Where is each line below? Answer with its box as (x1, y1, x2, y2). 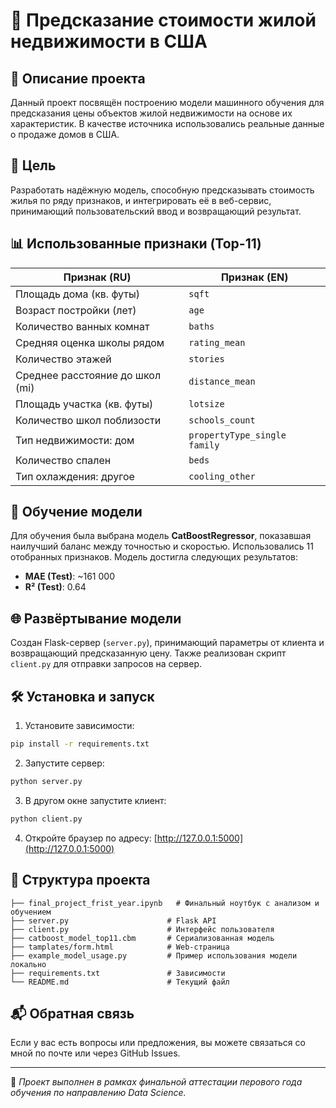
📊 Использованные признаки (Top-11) (10, 235, 262, 253)
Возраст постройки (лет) (15, 303, 137, 317)
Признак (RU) (63, 270, 132, 284)
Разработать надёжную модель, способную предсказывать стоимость (10, 184, 315, 196)
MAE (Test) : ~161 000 (24, 570, 115, 583)
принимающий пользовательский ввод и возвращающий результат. (10, 205, 302, 217)
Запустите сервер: (24, 757, 105, 769)
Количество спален (15, 453, 112, 467)
